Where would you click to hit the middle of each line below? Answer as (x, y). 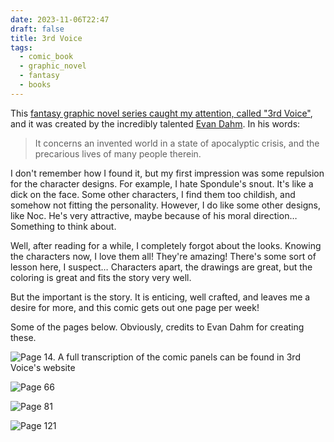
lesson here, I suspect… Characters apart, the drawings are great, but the (161, 267)
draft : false (37, 29)
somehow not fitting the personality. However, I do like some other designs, (166, 205)
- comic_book (46, 57)
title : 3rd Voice (46, 38)
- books (35, 85)
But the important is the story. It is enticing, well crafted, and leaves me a (160, 297)
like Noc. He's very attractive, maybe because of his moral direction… (154, 215)
